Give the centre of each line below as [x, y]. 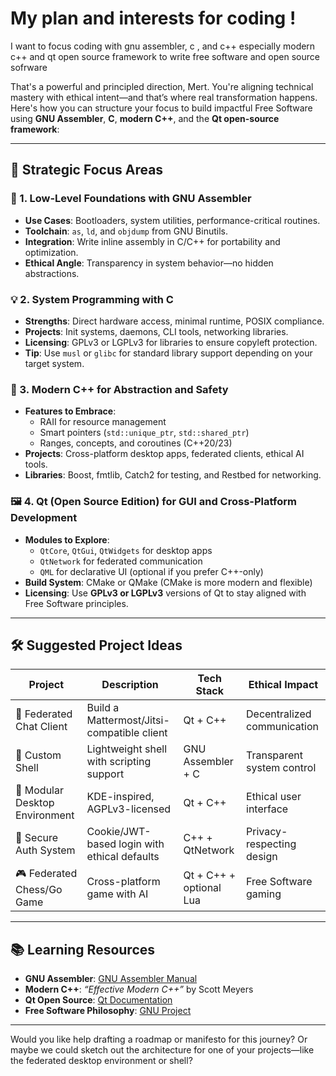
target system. [54, 363]
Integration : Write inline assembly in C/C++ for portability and [152, 241]
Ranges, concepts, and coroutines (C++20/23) [136, 443]
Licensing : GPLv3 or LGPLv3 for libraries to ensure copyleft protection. [171, 342]
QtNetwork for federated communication [121, 561]
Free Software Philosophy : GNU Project [108, 1011]
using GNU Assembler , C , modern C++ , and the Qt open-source [145, 118]
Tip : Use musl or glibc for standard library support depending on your [168, 353]
